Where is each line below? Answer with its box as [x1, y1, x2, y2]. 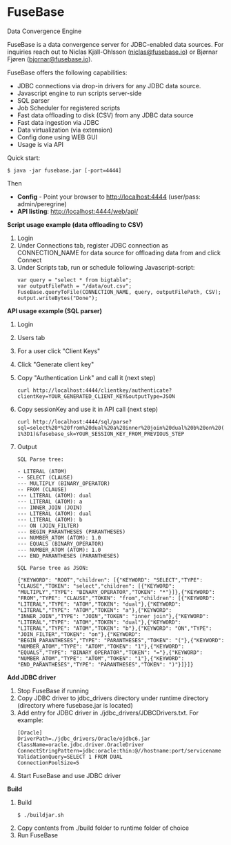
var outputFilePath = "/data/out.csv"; [17, 282, 132, 290]
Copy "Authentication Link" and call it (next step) [17, 373, 156, 381]
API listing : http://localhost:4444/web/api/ [17, 207, 139, 215]
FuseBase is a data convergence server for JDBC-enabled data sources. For [7, 40, 224, 48]
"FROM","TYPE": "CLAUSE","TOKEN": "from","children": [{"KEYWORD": [17, 595, 215, 602]
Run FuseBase [17, 831, 59, 839]
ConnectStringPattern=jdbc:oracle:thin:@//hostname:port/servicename [17, 747, 222, 754]
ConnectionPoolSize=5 [17, 759, 79, 766]
